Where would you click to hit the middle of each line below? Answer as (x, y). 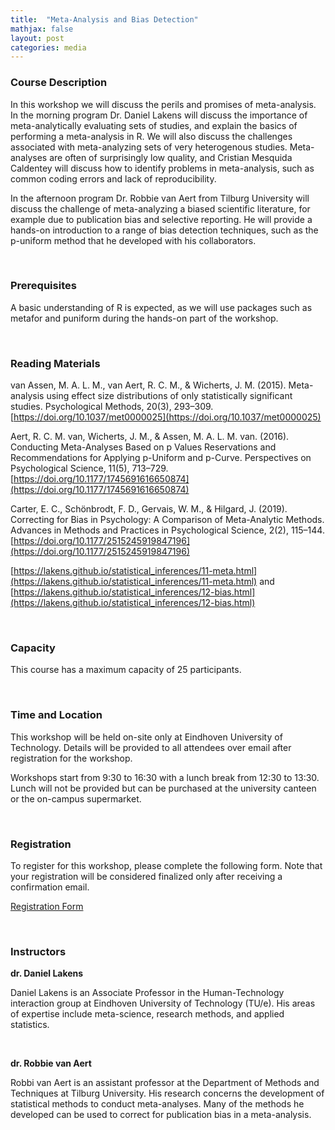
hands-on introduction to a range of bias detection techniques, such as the (164, 230)
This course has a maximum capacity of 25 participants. (126, 670)
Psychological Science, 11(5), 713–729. (89, 468)
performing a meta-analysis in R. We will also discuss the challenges (151, 136)
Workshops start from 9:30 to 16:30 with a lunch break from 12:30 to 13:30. (165, 777)
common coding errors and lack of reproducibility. (113, 178)
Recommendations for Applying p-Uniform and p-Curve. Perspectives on (161, 458)
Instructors (38, 951)
